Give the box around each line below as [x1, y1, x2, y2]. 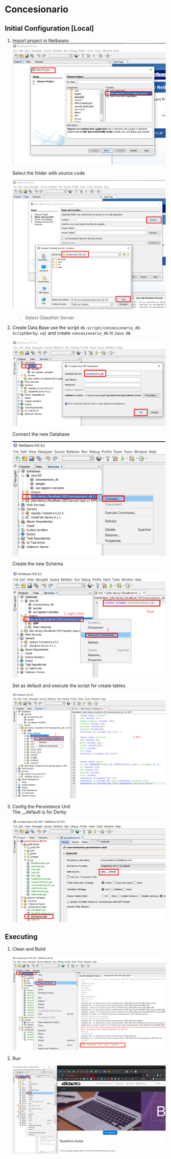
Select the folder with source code [12, 170, 85, 176]
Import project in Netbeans [12, 37, 69, 44]
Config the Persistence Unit [12, 803, 70, 809]
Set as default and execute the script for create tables [12, 682, 126, 689]
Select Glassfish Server [25, 315, 75, 321]
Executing [5, 932, 38, 941]
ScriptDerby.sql [12, 331, 47, 336]
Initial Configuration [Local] [5, 24, 94, 33]
